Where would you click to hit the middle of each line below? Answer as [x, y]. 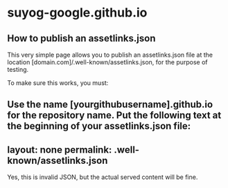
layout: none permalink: [60, 150]
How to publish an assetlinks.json [81, 38]
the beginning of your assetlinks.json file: [99, 126]
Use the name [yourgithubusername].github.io [110, 105]
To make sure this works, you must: [58, 83]
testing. [18, 69]
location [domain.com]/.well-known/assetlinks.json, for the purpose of [107, 62]
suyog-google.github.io [77, 13]
